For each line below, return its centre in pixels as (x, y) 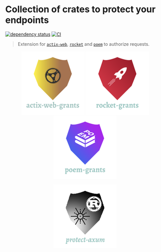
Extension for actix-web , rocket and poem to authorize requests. (84, 44)
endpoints (27, 20)
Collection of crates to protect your (80, 9)
